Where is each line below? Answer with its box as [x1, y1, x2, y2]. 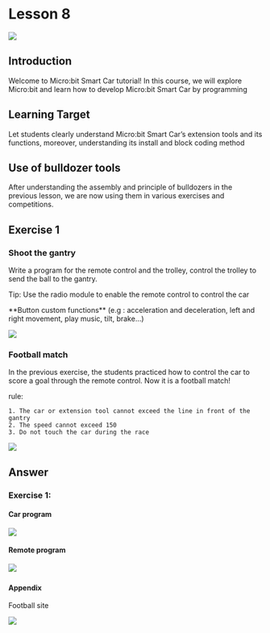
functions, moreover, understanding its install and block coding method [8, 138, 245, 148]
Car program [8, 510, 52, 519]
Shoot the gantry [8, 247, 77, 258]
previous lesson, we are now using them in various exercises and [8, 191, 225, 201]
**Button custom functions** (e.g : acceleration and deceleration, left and [8, 306, 255, 315]
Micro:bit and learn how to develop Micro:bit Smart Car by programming [8, 84, 247, 94]
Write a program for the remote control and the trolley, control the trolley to [8, 265, 256, 275]
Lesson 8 [8, 5, 71, 23]
